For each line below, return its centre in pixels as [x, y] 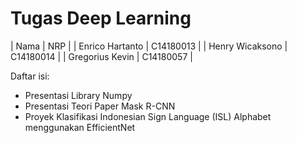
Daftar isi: [30, 76]
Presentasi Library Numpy [78, 95]
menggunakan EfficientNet [80, 127]
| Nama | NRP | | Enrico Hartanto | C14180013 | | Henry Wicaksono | [149, 46]
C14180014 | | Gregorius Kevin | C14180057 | [101, 56]
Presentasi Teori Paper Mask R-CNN [100, 106]
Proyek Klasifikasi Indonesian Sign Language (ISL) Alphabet [148, 116]
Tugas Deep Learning [101, 18]
